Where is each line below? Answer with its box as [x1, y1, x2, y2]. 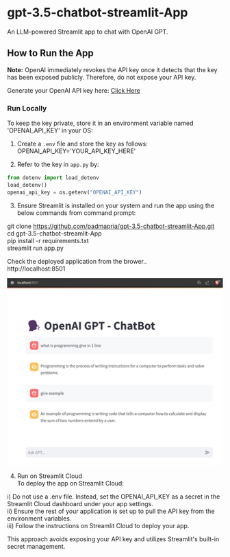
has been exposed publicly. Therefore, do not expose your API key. [7, 73, 196, 81]
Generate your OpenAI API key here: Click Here [7, 86, 140, 94]
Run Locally [7, 103, 47, 113]
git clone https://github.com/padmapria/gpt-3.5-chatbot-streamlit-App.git [7, 222, 215, 230]
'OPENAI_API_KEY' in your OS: [7, 126, 94, 135]
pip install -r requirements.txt [7, 236, 89, 245]
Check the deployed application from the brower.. [7, 257, 147, 265]
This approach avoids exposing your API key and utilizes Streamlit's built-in [7, 534, 220, 543]
